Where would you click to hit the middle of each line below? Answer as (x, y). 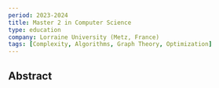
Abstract (30, 76)
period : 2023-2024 (38, 15)
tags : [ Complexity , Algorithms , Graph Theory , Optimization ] (110, 44)
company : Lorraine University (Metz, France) (84, 37)
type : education (35, 30)
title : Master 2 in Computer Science (70, 23)
